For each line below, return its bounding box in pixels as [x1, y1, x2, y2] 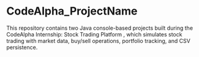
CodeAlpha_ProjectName [6, 4, 138, 18]
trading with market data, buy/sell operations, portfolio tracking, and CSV [6, 37, 191, 44]
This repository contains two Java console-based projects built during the [6, 24, 193, 32]
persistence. [6, 44, 38, 51]
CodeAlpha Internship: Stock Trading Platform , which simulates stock [6, 30, 182, 38]
